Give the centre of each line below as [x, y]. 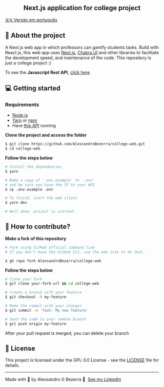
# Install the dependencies [34, 167]
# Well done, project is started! [40, 212]
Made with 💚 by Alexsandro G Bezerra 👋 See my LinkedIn [63, 379]
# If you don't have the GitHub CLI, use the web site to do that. [75, 252]
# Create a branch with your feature [43, 293]
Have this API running [34, 126]
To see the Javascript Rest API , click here [48, 72]
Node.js [20, 115]
